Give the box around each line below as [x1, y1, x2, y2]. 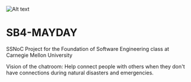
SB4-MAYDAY [6, 26, 78, 39]
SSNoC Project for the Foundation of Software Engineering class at [6, 45, 170, 52]
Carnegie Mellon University [6, 52, 73, 59]
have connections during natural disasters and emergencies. [6, 69, 154, 76]
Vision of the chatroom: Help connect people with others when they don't [6, 63, 185, 70]
